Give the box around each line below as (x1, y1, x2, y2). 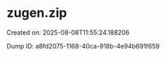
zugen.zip (6, 5, 67, 21)
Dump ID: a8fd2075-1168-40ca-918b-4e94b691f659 (6, 42, 160, 50)
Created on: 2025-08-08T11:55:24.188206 (6, 28, 130, 37)
